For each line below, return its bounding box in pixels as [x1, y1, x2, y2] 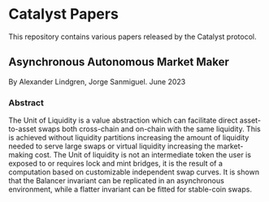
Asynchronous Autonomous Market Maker [8, 55, 229, 69]
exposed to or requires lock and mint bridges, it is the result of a [8, 159, 223, 169]
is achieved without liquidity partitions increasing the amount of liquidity [8, 133, 249, 143]
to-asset [8, 124, 37, 134]
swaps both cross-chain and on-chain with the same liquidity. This [37, 124, 262, 134]
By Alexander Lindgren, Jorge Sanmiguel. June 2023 [8, 76, 186, 86]
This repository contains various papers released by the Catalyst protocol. [8, 32, 258, 41]
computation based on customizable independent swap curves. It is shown [8, 167, 260, 177]
